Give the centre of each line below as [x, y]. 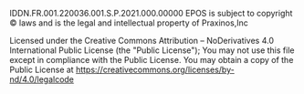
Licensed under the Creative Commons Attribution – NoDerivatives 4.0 [142, 41]
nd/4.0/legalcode [42, 79]
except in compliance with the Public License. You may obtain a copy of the [152, 60]
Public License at [42, 69]
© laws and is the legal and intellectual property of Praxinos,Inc [129, 23]
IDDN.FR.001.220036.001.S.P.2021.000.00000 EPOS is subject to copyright [151, 13]
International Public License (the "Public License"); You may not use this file [152, 50]
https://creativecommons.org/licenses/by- [155, 69]
